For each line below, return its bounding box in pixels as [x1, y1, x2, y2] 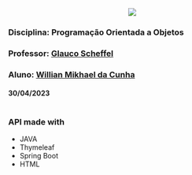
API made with [8, 116, 65, 127]
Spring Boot [19, 151, 59, 160]
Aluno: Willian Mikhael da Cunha [8, 69, 135, 80]
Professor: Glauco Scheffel [8, 47, 114, 58]
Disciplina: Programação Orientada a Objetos [8, 27, 184, 38]
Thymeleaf [19, 142, 55, 152]
